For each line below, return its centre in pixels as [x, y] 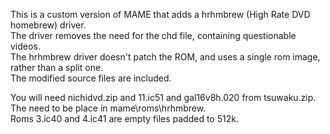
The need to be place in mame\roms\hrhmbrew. [108, 108]
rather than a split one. [57, 67]
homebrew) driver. [48, 25]
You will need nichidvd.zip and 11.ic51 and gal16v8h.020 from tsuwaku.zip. [163, 97]
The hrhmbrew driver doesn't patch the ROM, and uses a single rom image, [165, 57]
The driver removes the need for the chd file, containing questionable [153, 35]
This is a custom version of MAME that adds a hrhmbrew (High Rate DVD [160, 14]
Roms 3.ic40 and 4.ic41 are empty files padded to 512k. [124, 118]
